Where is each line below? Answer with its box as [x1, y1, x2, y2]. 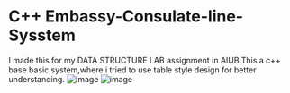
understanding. [8, 73, 65, 84]
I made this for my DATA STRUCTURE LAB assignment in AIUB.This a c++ [8, 55, 281, 65]
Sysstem [8, 25, 76, 46]
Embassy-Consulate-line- [45, 6, 244, 27]
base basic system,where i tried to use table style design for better [8, 64, 257, 75]
